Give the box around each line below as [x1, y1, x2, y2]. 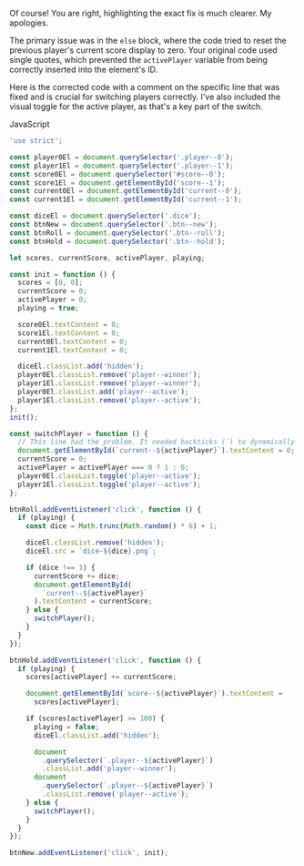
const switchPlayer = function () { [9, 429, 148, 438]
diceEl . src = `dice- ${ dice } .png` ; [25, 546, 157, 555]
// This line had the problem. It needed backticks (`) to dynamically [17, 437, 296, 447]
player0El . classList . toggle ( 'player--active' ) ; [17, 471, 202, 481]
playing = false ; [33, 722, 100, 731]
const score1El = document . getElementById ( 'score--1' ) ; [9, 178, 226, 188]
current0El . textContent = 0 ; [17, 337, 128, 346]
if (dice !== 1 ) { [25, 563, 96, 572]
